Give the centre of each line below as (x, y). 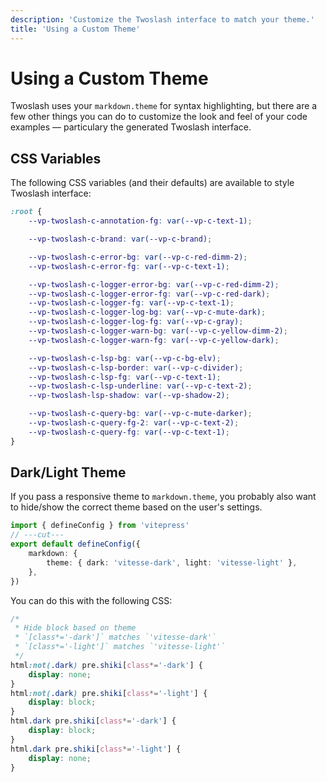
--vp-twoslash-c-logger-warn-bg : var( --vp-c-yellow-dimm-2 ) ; (158, 331)
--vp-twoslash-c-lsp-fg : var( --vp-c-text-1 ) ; (125, 377)
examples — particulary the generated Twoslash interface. (131, 127)
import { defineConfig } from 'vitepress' (100, 526)
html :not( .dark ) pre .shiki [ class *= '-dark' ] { (106, 665)
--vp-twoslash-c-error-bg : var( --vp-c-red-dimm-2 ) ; (138, 257)
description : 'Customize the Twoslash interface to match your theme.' (162, 19)
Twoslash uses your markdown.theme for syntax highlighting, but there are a (164, 106)
